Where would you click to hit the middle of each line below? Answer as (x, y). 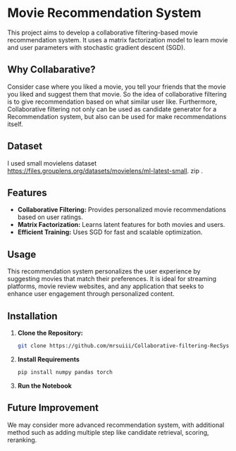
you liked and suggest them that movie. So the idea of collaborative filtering (117, 94)
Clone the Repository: (50, 333)
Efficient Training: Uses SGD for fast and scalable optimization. (110, 232)
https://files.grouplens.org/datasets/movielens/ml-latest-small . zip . (105, 171)
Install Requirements (48, 359)
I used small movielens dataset (52, 163)
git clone (32, 346)
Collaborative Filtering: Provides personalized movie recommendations (122, 210)
